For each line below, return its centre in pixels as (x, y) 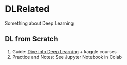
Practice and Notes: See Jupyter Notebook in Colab (67, 57)
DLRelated (27, 9)
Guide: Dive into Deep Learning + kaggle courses (64, 51)
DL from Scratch (31, 39)
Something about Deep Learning (39, 23)
